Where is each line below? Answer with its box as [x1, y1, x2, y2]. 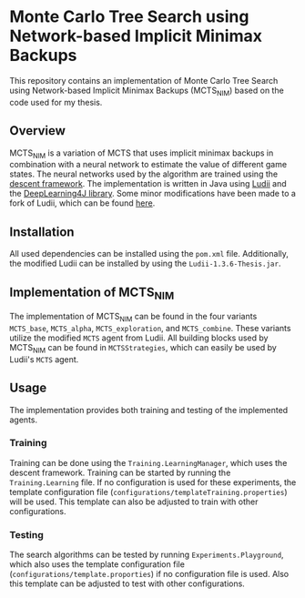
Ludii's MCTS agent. [9, 353, 79, 365]
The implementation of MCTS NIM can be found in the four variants [9, 311, 258, 324]
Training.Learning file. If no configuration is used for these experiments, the [9, 476, 297, 488]
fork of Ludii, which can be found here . [9, 198, 156, 208]
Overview [9, 123, 66, 138]
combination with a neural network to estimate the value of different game [9, 159, 288, 170]
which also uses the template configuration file [9, 559, 185, 570]
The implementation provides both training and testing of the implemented [9, 404, 289, 415]
